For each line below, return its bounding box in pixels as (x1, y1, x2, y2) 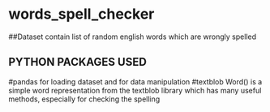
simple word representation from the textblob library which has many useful (8, 85, 262, 95)
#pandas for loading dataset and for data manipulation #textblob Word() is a (8, 76, 263, 86)
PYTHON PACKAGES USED (8, 55, 148, 69)
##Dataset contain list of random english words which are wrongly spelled (8, 32, 257, 41)
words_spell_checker (8, 5, 155, 24)
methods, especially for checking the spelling (8, 94, 161, 104)
